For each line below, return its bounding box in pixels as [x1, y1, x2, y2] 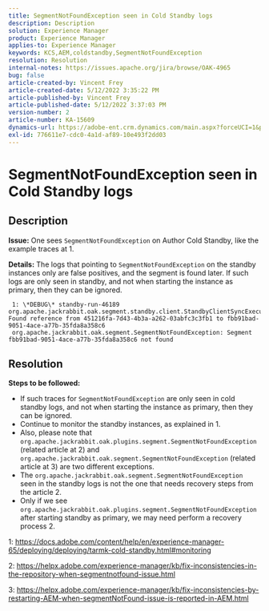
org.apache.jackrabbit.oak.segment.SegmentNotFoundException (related [19, 453, 256, 463]
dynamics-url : [8, 123, 56, 131]
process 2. [19, 521, 56, 531]
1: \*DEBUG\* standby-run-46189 [11, 300, 120, 308]
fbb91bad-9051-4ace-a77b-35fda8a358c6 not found [8, 336, 174, 344]
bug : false [8, 71, 45, 79]
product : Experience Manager [8, 34, 106, 42]
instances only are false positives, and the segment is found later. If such [8, 267, 249, 277]
